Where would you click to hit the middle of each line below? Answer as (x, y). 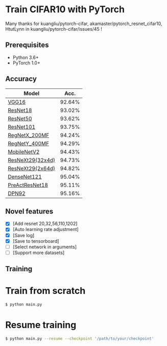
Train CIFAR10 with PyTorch (65, 9)
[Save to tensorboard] (36, 241)
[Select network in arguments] (45, 247)
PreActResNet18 (28, 185)
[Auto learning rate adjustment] (46, 229)
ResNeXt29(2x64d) (31, 168)
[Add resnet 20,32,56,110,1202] (45, 224)
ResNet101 (22, 127)
